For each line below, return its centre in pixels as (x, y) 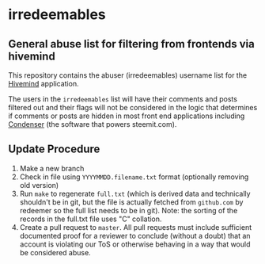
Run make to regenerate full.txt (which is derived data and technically (135, 193)
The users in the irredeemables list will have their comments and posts (123, 99)
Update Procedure (54, 149)
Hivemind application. (44, 84)
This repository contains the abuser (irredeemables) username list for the (128, 75)
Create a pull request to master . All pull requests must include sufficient (136, 227)
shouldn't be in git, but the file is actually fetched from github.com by (131, 202)
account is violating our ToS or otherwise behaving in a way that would (135, 244)
